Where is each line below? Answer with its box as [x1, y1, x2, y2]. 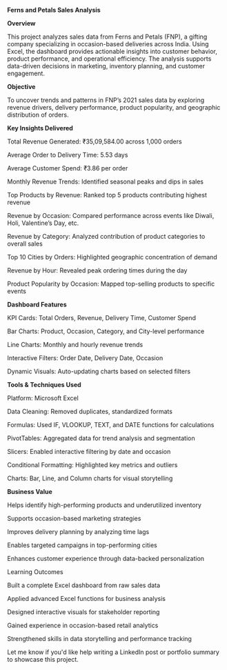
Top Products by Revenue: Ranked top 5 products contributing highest [7, 191, 207, 199]
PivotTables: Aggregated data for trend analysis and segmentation [7, 434, 195, 442]
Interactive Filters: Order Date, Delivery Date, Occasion [7, 354, 164, 362]
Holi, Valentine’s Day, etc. [7, 219, 79, 227]
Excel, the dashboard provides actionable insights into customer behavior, [7, 48, 217, 55]
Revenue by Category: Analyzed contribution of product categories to [7, 233, 206, 240]
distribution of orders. [7, 110, 69, 119]
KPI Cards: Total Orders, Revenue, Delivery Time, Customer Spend [7, 314, 197, 322]
